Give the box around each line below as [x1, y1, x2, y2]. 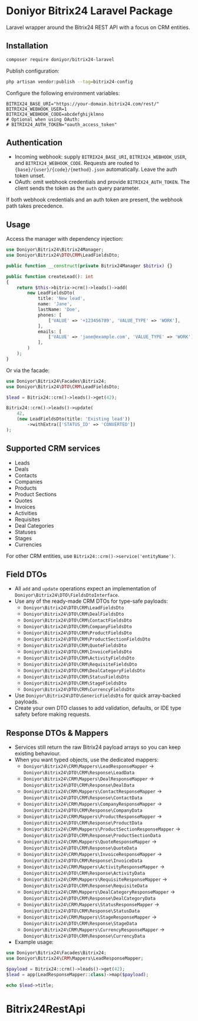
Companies [14, 478, 43, 485]
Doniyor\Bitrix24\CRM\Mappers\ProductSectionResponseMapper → [23, 825, 181, 832]
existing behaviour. [14, 750, 61, 757]
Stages [14, 534, 32, 542]
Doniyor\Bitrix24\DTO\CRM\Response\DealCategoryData [23, 896, 156, 902]
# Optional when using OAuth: [6, 117, 81, 122]
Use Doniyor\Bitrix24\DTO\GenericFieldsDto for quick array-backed [14, 692, 181, 699]
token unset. [14, 172, 45, 179]
